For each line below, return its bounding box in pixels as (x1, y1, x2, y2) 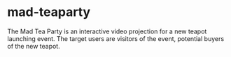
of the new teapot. (7, 42, 61, 50)
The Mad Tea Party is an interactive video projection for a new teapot (7, 27, 207, 35)
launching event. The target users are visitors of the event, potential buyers (7, 34, 225, 42)
